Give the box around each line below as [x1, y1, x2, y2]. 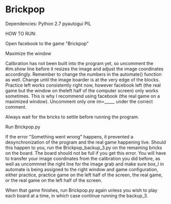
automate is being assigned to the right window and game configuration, [5, 166, 159, 172]
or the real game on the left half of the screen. [5, 177, 102, 183]
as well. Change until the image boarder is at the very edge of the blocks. [5, 76, 160, 83]
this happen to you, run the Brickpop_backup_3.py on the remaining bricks [5, 145, 162, 151]
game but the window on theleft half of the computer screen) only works [5, 87, 159, 93]
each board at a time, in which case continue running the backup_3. [5, 192, 148, 198]
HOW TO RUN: [5, 30, 37, 36]
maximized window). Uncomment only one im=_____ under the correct [5, 98, 153, 105]
